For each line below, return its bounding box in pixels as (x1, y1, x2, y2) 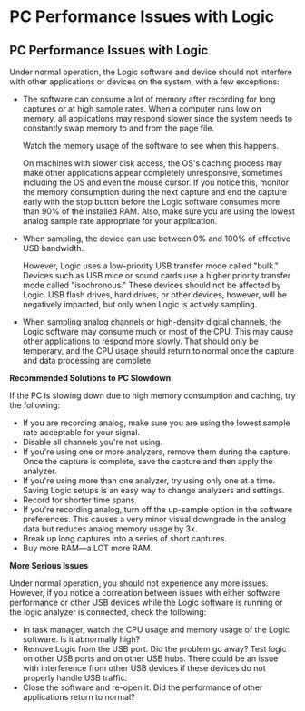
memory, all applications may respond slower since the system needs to (22, 113, 293, 123)
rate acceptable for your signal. (22, 427, 141, 437)
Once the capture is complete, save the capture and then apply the (22, 456, 273, 466)
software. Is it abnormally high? (22, 634, 141, 645)
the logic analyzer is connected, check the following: (9, 607, 207, 618)
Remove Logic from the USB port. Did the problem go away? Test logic (22, 644, 288, 654)
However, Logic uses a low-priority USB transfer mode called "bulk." (22, 260, 280, 271)
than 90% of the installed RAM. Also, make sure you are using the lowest (22, 206, 295, 217)
